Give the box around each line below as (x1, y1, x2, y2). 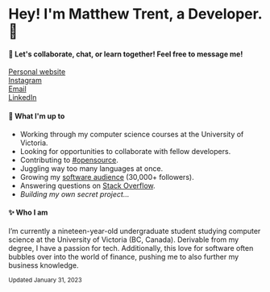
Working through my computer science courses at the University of (19, 129, 244, 139)
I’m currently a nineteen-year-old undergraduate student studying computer (8, 226, 261, 236)
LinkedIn (8, 93, 37, 102)
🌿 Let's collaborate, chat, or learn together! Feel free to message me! (8, 49, 243, 59)
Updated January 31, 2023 (8, 276, 82, 284)
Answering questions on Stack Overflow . (19, 181, 156, 190)
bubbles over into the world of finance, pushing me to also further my (8, 252, 239, 261)
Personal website (8, 67, 66, 77)
